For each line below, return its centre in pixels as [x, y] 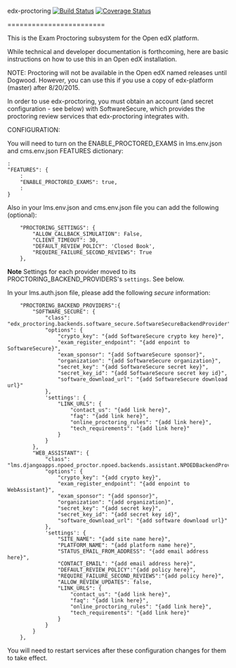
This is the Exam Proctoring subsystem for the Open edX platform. [103, 38]
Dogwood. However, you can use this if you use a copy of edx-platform [110, 80]
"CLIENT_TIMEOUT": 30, [66, 240]
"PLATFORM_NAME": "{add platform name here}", [127, 545]
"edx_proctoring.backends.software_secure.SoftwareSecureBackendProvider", [120, 324]
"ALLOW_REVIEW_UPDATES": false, [105, 582]
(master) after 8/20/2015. [44, 87]
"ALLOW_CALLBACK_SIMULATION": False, [87, 234]
